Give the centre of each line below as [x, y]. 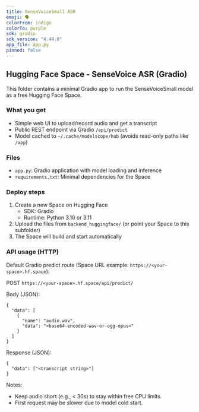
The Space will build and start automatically [68, 237]
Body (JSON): [23, 294]
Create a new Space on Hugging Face [61, 205]
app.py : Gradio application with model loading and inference [88, 170]
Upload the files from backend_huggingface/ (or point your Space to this [102, 224]
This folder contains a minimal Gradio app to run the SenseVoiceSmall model [100, 88]
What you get [26, 110]
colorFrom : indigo [29, 23]
